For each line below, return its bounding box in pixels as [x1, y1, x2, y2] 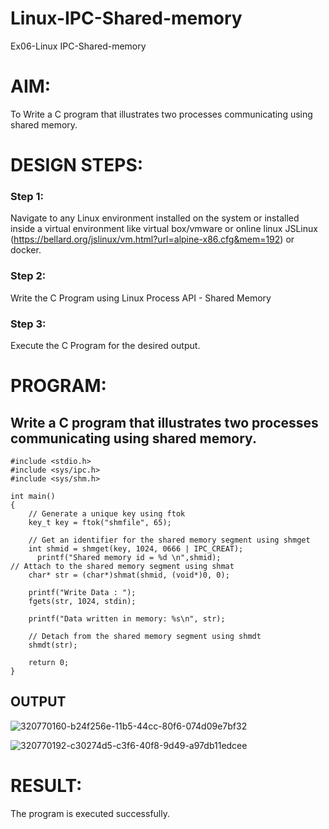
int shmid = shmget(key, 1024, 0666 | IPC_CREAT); [28, 543, 244, 554]
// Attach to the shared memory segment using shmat [10, 561, 235, 571]
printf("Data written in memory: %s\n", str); [28, 613, 226, 624]
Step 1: [10, 189, 44, 203]
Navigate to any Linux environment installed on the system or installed [10, 212, 300, 224]
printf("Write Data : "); [28, 587, 137, 597]
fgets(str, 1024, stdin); [28, 596, 137, 606]
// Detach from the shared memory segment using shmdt [28, 631, 262, 641]
